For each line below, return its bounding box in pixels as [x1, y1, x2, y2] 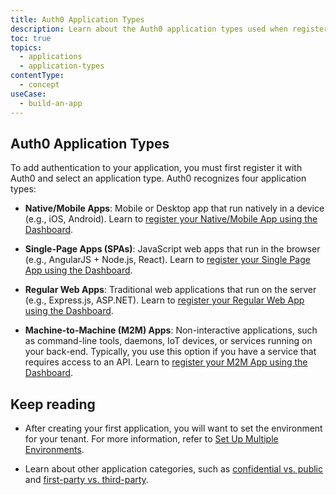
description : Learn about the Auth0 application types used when [10, 24, 288, 34]
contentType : [10, 71, 65, 81]
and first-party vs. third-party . [24, 474, 149, 486]
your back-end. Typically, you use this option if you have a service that [24, 346, 317, 358]
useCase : [10, 89, 47, 99]
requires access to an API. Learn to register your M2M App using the [24, 356, 308, 368]
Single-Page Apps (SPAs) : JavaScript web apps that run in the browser [24, 243, 321, 255]
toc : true [10, 33, 52, 43]
